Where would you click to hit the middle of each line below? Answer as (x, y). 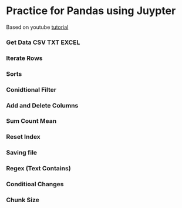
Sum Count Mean (31, 121)
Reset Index (23, 137)
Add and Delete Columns (42, 105)
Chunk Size (23, 200)
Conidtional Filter (31, 89)
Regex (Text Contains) (39, 169)
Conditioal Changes (35, 184)
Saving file (21, 153)
